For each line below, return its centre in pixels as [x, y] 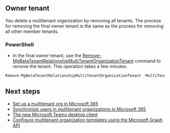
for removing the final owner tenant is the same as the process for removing [84, 26]
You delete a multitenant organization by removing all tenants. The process [83, 20]
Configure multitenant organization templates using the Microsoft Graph [88, 120]
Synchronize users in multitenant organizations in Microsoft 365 [79, 109]
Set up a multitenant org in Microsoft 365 [55, 104]
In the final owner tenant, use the [47, 56]
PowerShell [19, 44]
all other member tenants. [32, 31]
